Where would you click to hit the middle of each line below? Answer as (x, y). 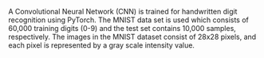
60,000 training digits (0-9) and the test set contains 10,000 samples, (122, 28)
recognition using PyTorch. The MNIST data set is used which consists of (129, 20)
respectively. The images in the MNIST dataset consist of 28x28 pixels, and (132, 37)
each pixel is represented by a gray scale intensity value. (102, 45)
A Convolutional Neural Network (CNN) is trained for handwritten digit (123, 12)
